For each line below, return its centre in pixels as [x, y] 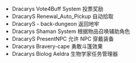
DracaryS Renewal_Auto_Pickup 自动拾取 [63, 16]
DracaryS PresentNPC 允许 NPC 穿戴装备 [63, 39]
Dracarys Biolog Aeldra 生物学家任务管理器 [65, 54]
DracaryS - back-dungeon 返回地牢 [56, 24]
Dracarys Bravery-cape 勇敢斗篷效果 [57, 46]
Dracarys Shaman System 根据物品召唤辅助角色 [71, 31]
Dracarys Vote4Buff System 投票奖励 [58, 9]
